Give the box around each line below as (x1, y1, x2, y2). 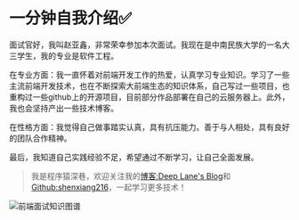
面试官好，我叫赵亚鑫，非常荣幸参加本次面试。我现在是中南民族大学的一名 (9, 39, 282, 50)
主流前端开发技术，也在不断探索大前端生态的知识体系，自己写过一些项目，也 (9, 80, 290, 91)
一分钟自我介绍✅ (9, 8, 132, 29)
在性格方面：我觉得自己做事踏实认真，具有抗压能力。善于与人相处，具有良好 (9, 121, 290, 132)
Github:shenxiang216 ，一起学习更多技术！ (30, 182, 187, 192)
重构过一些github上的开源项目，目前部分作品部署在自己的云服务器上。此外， (9, 91, 290, 102)
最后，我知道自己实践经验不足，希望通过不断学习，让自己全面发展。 (9, 151, 259, 162)
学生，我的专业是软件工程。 (16, 50, 118, 61)
